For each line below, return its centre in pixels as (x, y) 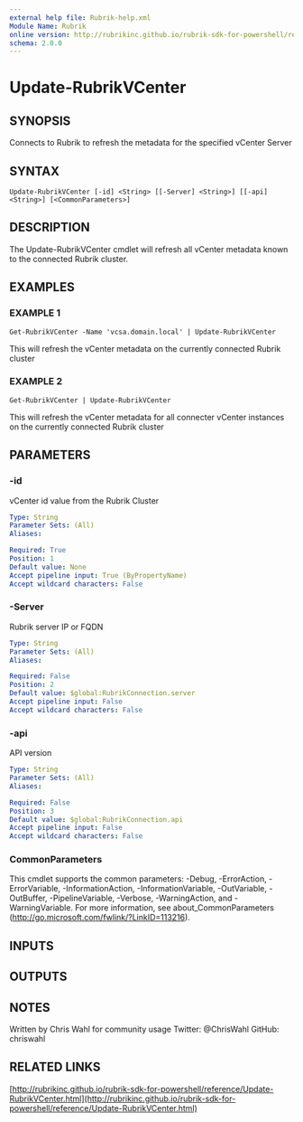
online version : (40, 34)
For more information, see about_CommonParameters (175, 908)
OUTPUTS (38, 977)
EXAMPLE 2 (36, 382)
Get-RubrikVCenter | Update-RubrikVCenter (90, 400)
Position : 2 (32, 685)
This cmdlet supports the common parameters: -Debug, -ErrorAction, (138, 879)
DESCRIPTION (50, 227)
